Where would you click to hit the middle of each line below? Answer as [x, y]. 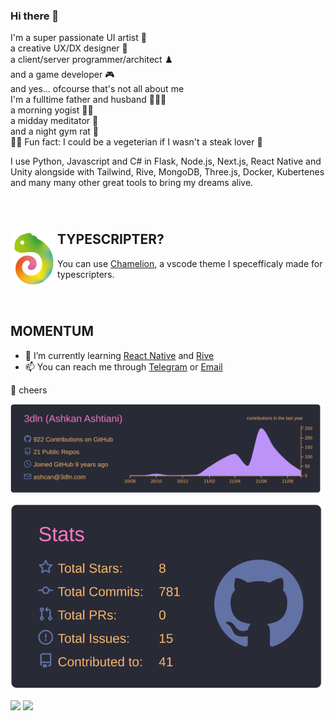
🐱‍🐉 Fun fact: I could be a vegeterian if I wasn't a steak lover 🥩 [136, 142]
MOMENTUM [52, 331]
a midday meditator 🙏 [54, 121]
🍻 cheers [29, 390]
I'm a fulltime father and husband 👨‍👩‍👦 [88, 100]
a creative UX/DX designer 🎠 [69, 48]
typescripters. [86, 274]
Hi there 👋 [35, 16]
